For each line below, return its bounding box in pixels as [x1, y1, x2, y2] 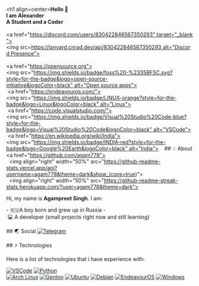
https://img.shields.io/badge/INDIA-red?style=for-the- [33, 139, 166, 145]
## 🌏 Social [6, 228, 36, 235]
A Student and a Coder [6, 18, 64, 25]
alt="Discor [162, 43, 191, 51]
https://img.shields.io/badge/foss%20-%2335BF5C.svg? [33, 69, 173, 76]
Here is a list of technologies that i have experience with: [6, 256, 145, 262]
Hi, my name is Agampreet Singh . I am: [6, 195, 103, 202]
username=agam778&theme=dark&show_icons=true [6, 170, 135, 178]
